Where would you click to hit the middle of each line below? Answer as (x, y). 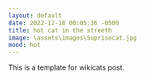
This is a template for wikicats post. (67, 67)
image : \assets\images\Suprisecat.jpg (72, 38)
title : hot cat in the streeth (60, 30)
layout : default (35, 15)
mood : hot (25, 45)
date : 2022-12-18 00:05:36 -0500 (64, 23)
